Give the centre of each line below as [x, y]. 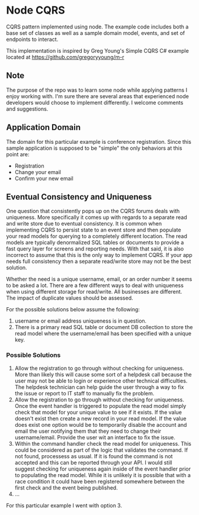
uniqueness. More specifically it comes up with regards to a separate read [97, 217]
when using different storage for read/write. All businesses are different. [94, 292]
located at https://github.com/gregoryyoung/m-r [65, 57]
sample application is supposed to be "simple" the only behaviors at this [94, 148]
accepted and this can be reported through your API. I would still [94, 462]
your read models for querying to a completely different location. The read [97, 236]
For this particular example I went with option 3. [64, 505]
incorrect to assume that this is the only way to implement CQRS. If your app [99, 255]
